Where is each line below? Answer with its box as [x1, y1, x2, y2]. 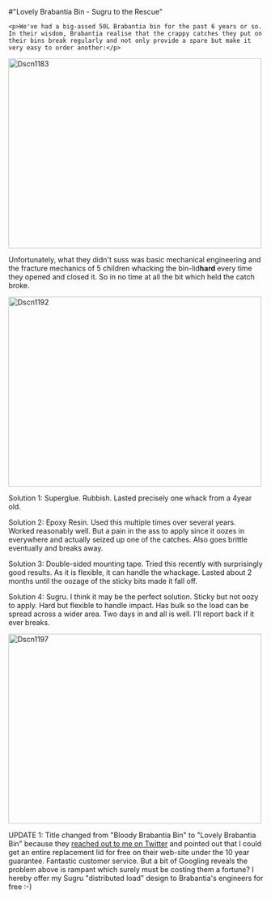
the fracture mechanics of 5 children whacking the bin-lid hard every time [8, 263, 252, 273]
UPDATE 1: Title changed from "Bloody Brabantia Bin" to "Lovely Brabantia [8, 830, 256, 840]
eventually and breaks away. [8, 543, 104, 553]
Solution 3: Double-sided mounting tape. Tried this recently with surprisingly [8, 559, 263, 568]
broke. [8, 281, 30, 290]
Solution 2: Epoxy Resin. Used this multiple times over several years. [8, 517, 236, 527]
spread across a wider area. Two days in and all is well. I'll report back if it [8, 609, 255, 619]
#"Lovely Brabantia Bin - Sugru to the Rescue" [8, 7, 163, 16]
